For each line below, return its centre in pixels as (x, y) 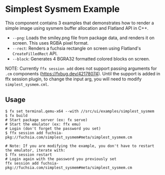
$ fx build (16, 116)
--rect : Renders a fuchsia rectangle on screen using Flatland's (77, 48)
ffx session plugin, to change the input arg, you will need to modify (73, 79)
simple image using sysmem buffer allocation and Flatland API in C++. (77, 28)
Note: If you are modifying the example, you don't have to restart (82, 146)
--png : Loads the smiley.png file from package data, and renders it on (83, 38)
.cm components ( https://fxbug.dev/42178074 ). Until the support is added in (83, 73)
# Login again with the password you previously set (61, 159)
